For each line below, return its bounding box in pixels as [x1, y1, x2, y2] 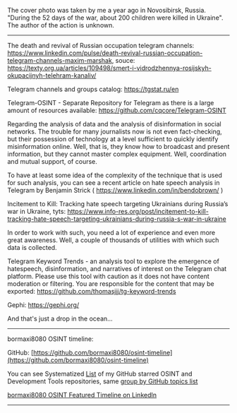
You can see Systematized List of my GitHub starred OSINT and [7, 370, 193, 378]
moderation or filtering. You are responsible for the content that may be [7, 280, 214, 288]
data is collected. [7, 244, 58, 251]
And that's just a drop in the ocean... [7, 314, 113, 323]
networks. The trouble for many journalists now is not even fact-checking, [7, 127, 222, 136]
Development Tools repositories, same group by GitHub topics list [7, 377, 198, 385]
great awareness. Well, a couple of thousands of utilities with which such [7, 236, 219, 244]
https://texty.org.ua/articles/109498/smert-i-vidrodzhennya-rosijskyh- [7, 64, 212, 72]
